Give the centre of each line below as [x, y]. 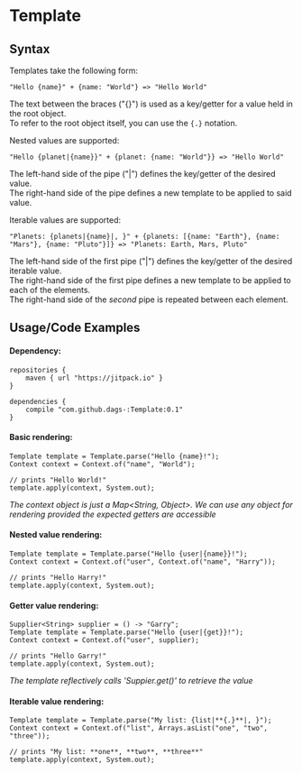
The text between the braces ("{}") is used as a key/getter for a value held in [151, 104]
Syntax [30, 49]
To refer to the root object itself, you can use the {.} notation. [124, 123]
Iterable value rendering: [57, 701]
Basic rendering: [41, 437]
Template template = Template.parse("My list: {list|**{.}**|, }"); [141, 721]
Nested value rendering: [56, 535]
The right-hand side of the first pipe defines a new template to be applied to [150, 280]
